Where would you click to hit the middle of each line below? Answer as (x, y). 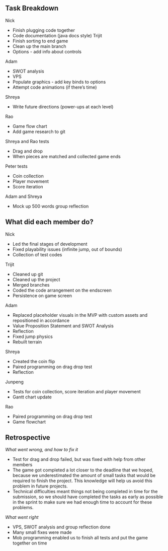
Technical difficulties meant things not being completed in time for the (85, 492)
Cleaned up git (28, 274)
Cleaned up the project (36, 280)
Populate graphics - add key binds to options (59, 82)
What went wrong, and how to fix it (42, 450)
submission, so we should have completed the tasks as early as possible (88, 497)
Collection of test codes (37, 254)
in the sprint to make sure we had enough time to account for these (82, 502)
